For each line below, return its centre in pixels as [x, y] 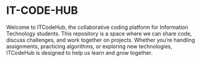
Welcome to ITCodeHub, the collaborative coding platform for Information [97, 27]
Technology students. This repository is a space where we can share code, [99, 33]
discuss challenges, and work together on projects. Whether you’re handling [100, 40]
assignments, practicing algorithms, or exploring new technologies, [89, 46]
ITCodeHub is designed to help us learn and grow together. [79, 52]
